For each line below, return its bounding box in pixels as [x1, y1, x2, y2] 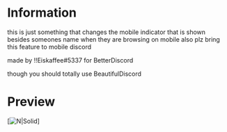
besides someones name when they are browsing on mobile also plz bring [7, 35, 221, 43]
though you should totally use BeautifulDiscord [7, 69, 141, 78]
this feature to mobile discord [7, 42, 92, 51]
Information [7, 5, 77, 21]
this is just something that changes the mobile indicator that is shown [7, 28, 206, 36]
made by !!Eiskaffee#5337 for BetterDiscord [7, 56, 134, 64]
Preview [7, 94, 56, 110]
